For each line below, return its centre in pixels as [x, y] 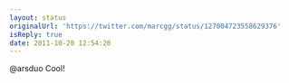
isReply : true [36, 34]
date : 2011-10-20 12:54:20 [60, 43]
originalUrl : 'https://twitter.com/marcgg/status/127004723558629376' [145, 26]
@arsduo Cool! [37, 69]
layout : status [38, 18]
